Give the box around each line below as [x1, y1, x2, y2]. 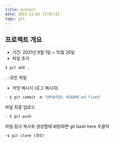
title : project [5, 7, 36, 12]
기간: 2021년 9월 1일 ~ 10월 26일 [12, 49, 75, 55]
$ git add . [5, 65, 29, 70]
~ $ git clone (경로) [5, 133, 45, 138]
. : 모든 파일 [5, 75, 27, 81]
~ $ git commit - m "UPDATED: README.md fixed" [5, 95, 101, 100]
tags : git [5, 16, 25, 21]
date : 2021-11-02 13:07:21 [5, 12, 60, 17]
